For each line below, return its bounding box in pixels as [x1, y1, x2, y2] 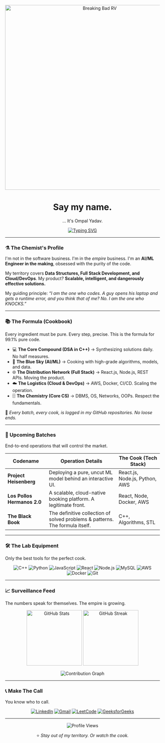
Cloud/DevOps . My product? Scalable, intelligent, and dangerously [5, 276, 144, 282]
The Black [7, 513, 32, 520]
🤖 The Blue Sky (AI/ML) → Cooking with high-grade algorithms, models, [12, 358, 159, 364]
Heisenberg [7, 478, 36, 485]
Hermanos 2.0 [7, 498, 42, 505]
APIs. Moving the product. [12, 375, 65, 381]
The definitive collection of [49, 509, 110, 516]
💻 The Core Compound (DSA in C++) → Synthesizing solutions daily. [12, 346, 154, 352]
